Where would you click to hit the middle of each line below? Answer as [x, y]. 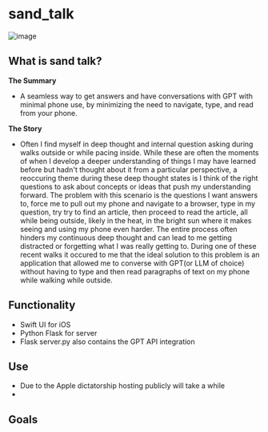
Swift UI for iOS [45, 324]
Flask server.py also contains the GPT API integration [108, 342]
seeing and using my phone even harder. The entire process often [128, 229]
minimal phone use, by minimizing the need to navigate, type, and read [136, 104]
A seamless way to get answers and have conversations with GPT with [136, 96]
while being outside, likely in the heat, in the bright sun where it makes [136, 220]
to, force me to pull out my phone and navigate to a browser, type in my [138, 203]
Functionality [42, 305]
